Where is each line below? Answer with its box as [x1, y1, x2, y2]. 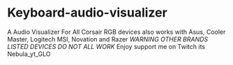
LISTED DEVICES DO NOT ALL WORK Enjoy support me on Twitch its [7, 42, 206, 50]
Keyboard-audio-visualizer [7, 5, 167, 21]
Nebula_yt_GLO [7, 50, 51, 58]
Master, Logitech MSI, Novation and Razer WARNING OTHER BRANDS [7, 35, 209, 43]
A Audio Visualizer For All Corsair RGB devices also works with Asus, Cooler [7, 28, 226, 36]
